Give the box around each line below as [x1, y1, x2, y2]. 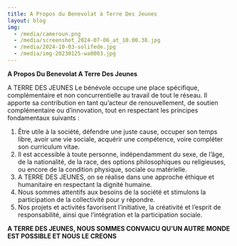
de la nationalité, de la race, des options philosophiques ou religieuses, [17, 157, 226, 166]
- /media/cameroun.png [14, 30, 81, 38]
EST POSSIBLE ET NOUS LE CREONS [7, 232, 117, 240]
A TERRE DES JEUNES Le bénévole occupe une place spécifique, [7, 83, 199, 92]
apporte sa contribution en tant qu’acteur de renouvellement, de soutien [7, 98, 218, 107]
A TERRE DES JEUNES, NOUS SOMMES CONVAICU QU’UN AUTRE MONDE [7, 224, 231, 232]
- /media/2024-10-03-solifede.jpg [14, 43, 116, 50]
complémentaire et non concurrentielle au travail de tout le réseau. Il [7, 90, 208, 100]
